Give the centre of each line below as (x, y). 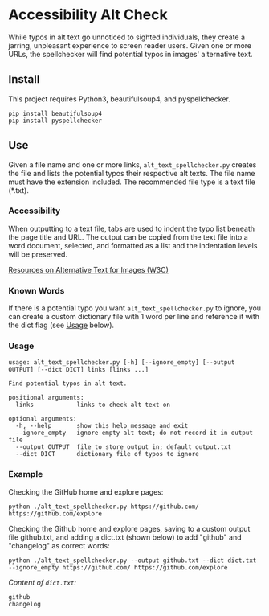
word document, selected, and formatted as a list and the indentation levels (133, 245)
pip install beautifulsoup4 (55, 113)
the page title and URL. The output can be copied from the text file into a (128, 237)
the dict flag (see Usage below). (61, 325)
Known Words (37, 290)
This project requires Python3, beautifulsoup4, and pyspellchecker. (120, 99)
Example (26, 474)
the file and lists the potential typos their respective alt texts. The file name (132, 173)
